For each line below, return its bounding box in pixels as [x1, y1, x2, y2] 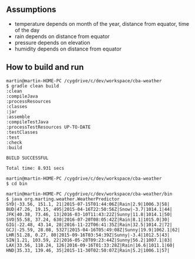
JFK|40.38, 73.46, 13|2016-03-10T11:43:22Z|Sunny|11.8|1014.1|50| [6, 211, 173, 217]
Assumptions [6, 5, 57, 15]
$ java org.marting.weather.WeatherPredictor [6, 196, 120, 202]
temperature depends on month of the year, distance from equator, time [14, 20, 190, 27]
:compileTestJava [6, 119, 49, 125]
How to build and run [6, 62, 84, 72]
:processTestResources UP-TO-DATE [6, 124, 91, 130]
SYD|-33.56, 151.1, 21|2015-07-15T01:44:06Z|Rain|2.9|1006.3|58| [6, 201, 170, 207]
